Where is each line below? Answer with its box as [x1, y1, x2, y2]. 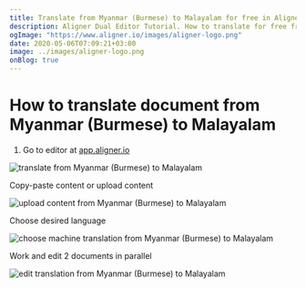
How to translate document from [9, 95, 260, 116]
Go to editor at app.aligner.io [22, 144, 130, 155]
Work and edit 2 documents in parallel [9, 250, 152, 261]
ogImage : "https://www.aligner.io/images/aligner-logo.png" [9, 30, 243, 39]
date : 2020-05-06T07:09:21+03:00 [9, 38, 137, 48]
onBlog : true [9, 56, 59, 65]
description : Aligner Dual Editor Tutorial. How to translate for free [9, 22, 287, 31]
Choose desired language [9, 215, 107, 226]
